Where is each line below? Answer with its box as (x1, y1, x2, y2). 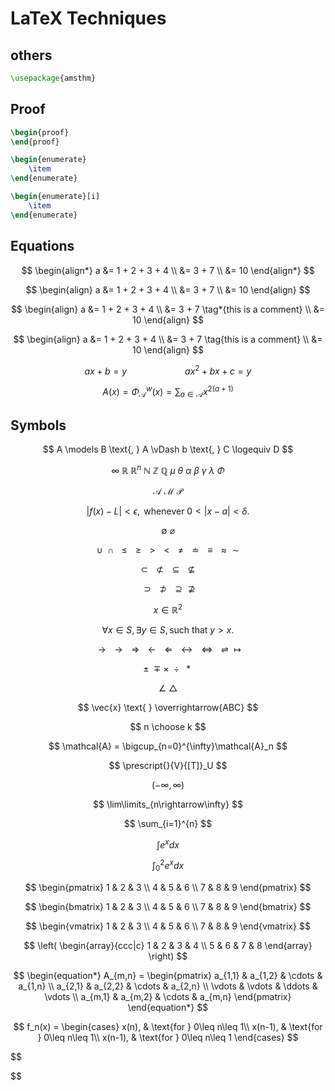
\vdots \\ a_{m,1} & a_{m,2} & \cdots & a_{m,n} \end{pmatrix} (44, 990, 292, 1002)
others (10, 47, 53, 64)
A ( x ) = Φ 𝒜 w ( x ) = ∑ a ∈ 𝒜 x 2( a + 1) (102, 384, 234, 400)
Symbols (10, 417, 67, 434)
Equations (10, 238, 75, 255)
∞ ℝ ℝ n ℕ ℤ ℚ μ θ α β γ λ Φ (111, 463, 225, 477)
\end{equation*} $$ (127, 1001, 209, 1013)
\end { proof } (10, 137, 60, 147)
